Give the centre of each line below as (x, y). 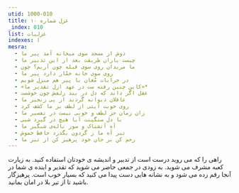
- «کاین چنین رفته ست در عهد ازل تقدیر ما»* (81, 87)
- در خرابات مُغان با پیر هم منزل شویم (72, 80)
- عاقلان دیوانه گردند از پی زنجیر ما (70, 100)
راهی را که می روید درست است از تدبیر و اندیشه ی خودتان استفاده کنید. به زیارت (115, 160)
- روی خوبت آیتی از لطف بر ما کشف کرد (72, 106)
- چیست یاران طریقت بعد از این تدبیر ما (75, 60)
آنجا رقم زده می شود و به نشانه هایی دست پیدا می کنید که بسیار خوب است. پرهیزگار (119, 175)
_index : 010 (26, 27)
